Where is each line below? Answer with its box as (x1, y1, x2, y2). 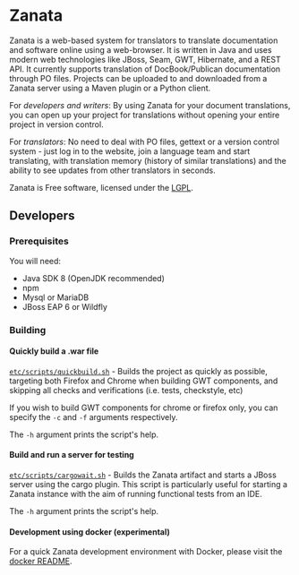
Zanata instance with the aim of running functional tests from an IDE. (9, 488, 262, 499)
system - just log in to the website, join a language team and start (9, 145, 251, 157)
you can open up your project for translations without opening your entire (9, 109, 280, 120)
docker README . (9, 556, 73, 567)
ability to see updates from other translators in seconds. (9, 165, 217, 176)
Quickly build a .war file (9, 346, 99, 356)
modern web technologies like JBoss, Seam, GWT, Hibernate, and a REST (9, 54, 282, 64)
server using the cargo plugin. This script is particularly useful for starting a (9, 478, 288, 489)
